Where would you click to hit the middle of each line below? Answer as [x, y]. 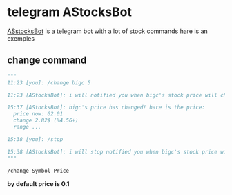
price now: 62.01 [38, 114]
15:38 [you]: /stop [35, 139]
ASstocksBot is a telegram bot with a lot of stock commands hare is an [108, 31]
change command [47, 61]
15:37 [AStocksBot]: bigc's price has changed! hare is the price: [106, 108]
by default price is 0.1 [38, 183]
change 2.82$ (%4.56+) [46, 121]
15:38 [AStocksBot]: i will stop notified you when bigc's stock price [112, 152]
